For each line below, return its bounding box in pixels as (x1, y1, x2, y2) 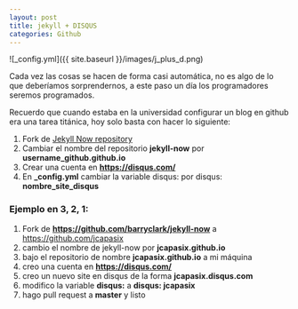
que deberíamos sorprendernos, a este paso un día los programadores (9, 81, 269, 91)
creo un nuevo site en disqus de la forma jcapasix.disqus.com (21, 270, 254, 281)
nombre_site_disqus (21, 181, 100, 192)
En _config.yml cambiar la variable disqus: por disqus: (21, 171, 222, 182)
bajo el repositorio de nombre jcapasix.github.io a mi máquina (21, 251, 253, 262)
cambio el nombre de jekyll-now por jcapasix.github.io (21, 242, 226, 253)
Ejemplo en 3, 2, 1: (9, 203, 89, 216)
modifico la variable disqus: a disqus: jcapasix (21, 280, 196, 290)
